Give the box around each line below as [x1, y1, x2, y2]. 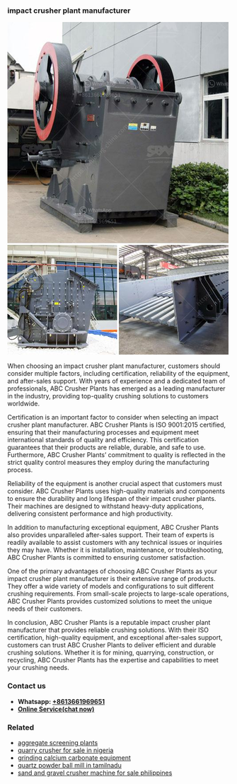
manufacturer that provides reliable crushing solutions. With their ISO [7, 626, 209, 635]
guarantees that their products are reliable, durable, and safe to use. [7, 443, 207, 451]
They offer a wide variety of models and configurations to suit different [7, 582, 214, 591]
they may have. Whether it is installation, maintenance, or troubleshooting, [7, 546, 224, 554]
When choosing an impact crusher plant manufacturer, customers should [7, 362, 221, 370]
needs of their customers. [7, 604, 83, 613]
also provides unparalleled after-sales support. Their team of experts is [7, 531, 214, 539]
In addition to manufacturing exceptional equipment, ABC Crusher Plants [7, 523, 219, 532]
